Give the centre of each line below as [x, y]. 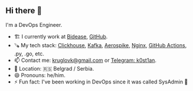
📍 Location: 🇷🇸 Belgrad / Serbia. [54, 68]
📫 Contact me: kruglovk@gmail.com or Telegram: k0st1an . [85, 60]
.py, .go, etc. [29, 54]
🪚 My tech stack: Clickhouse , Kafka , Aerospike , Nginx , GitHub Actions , [100, 45]
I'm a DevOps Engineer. [34, 24]
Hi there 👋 [24, 11]
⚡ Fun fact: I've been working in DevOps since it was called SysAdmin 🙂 [101, 82]
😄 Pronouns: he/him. [40, 75]
